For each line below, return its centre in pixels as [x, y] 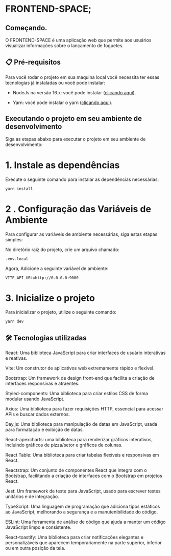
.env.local [17, 259]
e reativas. [16, 358]
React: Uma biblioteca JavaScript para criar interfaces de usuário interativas [86, 353]
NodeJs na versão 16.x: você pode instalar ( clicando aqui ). [74, 92]
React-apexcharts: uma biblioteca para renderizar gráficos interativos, [79, 440]
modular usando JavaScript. [35, 399]
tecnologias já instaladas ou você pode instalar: [55, 83]
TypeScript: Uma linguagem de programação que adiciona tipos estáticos [83, 507]
